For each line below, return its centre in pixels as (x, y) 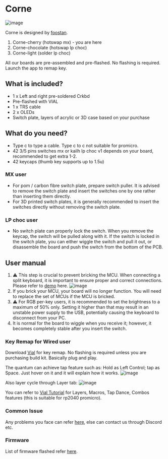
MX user (16, 174)
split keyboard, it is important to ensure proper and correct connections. (88, 280)
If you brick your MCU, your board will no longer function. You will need (87, 291)
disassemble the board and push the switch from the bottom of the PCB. (88, 247)
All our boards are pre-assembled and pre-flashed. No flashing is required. (83, 62)
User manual (26, 263)
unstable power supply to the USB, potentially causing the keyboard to (86, 312)
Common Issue (24, 411)
